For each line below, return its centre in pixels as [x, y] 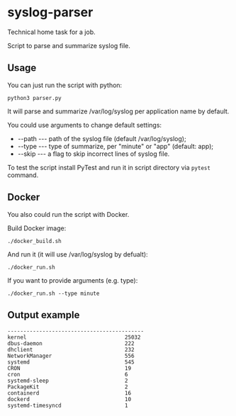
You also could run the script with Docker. [68, 214]
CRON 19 [69, 369]
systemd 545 [71, 362]
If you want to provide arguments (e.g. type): [73, 280]
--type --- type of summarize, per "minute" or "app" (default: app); [116, 146]
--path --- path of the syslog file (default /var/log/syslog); [102, 138]
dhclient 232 [71, 350]
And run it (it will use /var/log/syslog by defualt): [78, 254]
